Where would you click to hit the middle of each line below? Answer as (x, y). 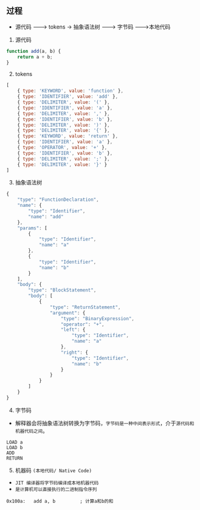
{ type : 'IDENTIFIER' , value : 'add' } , (68, 97)
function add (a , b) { (34, 51)
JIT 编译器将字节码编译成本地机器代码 (57, 483)
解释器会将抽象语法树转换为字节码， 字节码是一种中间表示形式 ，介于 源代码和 (105, 423)
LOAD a (15, 442)
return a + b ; (35, 57)
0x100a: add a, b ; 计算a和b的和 (60, 501)
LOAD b (15, 447)
